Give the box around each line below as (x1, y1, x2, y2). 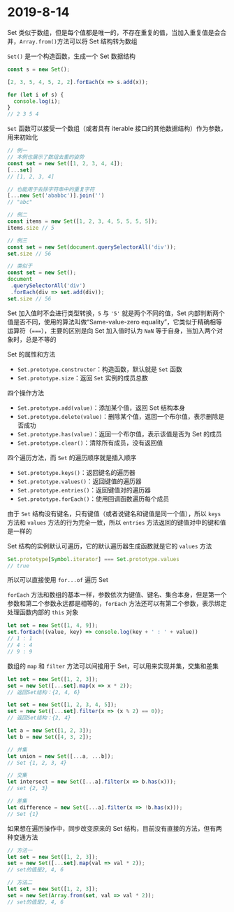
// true (7, 562, 30, 569)
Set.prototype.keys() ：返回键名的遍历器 (17, 468, 136, 476)
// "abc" (7, 199, 33, 206)
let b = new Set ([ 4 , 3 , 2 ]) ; (7, 733, 92, 740)
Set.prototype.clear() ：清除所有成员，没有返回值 (17, 438, 163, 447)
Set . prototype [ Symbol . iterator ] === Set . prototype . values (7, 555, 180, 562)
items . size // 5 (7, 224, 54, 231)
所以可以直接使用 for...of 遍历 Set (7, 576, 108, 584)
